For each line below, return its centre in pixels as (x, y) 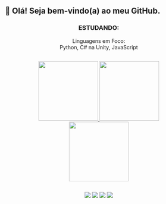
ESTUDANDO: (99, 28)
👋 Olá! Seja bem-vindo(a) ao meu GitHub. (83, 11)
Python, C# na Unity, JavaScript (98, 47)
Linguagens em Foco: (99, 41)
